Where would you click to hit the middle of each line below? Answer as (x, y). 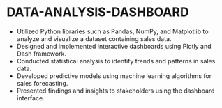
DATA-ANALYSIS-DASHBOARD (98, 12)
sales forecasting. (42, 83)
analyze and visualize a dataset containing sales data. (94, 38)
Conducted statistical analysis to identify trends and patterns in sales (116, 61)
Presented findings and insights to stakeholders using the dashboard (116, 91)
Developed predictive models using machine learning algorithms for (114, 76)
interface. (30, 98)
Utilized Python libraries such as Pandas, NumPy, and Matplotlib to (112, 31)
